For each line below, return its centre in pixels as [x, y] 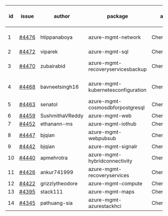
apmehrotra [54, 158]
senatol [49, 104]
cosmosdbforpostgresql [116, 107]
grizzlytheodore [59, 184]
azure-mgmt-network [114, 37]
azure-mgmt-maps [111, 192]
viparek [49, 51]
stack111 [52, 192]
